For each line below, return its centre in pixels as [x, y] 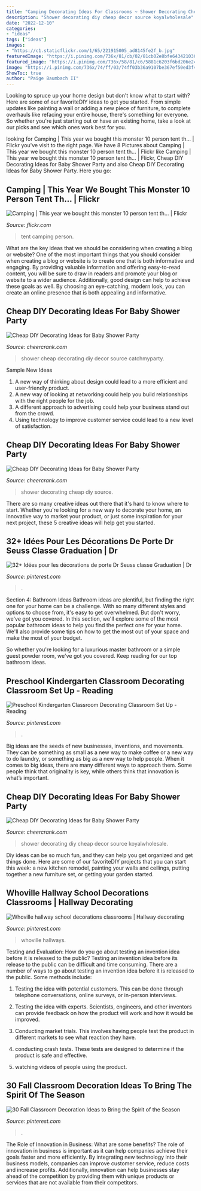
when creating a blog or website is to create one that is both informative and [100, 260]
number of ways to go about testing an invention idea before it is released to [100, 971]
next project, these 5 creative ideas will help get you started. [81, 522]
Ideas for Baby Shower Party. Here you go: [59, 171]
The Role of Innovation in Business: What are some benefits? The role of [95, 1144]
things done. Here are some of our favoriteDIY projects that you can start [96, 862]
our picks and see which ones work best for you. [66, 127]
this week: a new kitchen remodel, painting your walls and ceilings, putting [98, 868]
